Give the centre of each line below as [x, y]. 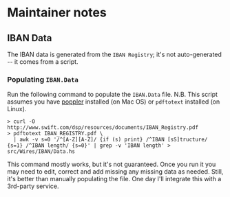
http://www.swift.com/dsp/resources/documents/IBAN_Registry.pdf [103, 128]
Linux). [17, 109]
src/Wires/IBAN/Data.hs [41, 152]
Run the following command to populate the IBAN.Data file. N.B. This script [113, 95]
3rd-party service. [33, 186]
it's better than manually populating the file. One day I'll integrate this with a [114, 179]
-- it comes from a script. [43, 62]
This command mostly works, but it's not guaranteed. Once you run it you [112, 164]
